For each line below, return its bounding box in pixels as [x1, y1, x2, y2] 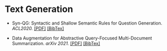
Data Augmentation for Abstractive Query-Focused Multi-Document [12, 35, 152, 41]
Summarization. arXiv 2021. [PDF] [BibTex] [12, 40, 100, 46]
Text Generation [5, 3, 73, 15]
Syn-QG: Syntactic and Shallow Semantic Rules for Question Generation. [12, 20, 162, 26]
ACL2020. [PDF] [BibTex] [12, 25, 64, 31]
